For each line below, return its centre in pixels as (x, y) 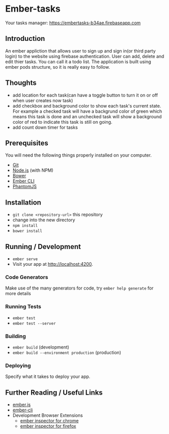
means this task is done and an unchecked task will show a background (87, 116)
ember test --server (34, 323)
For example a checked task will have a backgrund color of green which (87, 111)
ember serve (25, 259)
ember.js (22, 404)
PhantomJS (24, 186)
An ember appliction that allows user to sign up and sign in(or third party (80, 51)
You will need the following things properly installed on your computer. (78, 155)
